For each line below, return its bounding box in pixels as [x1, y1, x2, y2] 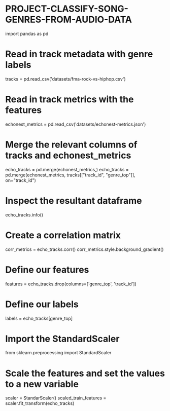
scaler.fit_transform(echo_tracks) [5, 400, 75, 406]
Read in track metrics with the [5, 94, 134, 105]
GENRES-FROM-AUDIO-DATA [5, 14, 132, 25]
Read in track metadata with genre [5, 49, 153, 60]
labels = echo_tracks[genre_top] [5, 315, 73, 321]
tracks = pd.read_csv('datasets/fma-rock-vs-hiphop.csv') [5, 76, 126, 82]
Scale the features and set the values [5, 367, 165, 379]
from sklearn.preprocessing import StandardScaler [5, 350, 112, 356]
